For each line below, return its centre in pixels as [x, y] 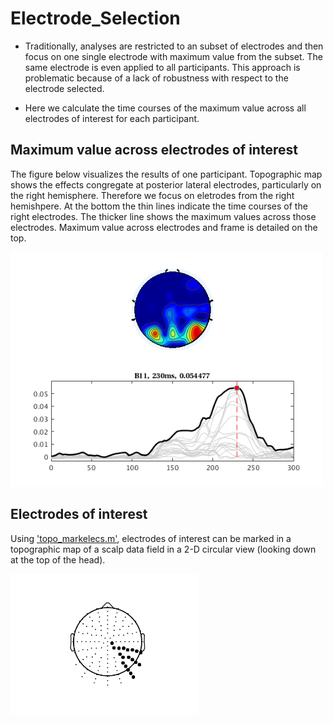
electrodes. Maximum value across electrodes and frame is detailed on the [164, 227]
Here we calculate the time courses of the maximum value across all [165, 108]
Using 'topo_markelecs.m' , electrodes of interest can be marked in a [151, 538]
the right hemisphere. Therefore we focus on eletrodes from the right [152, 195]
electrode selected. [64, 88]
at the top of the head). [58, 559]
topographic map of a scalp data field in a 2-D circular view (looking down [163, 549]
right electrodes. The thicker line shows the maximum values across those [163, 216]
